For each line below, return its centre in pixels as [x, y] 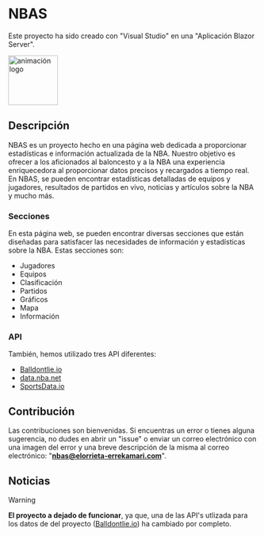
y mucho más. [31, 195]
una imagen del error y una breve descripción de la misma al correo [119, 447]
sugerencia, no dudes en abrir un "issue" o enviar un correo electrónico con [132, 439]
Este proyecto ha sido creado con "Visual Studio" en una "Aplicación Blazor [132, 36]
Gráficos [34, 299]
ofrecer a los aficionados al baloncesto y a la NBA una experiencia [117, 162]
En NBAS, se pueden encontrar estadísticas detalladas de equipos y [119, 179]
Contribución [42, 411]
